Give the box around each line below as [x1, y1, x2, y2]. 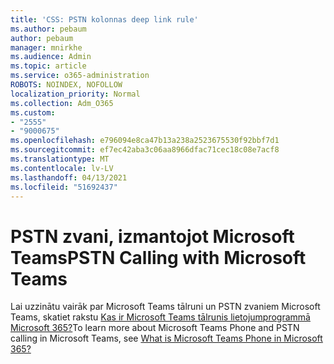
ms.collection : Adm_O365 [10, 98, 114, 108]
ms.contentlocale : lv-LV [10, 163, 114, 173]
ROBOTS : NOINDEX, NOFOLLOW [10, 80, 123, 90]
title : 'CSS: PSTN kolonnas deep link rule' [10, 14, 199, 25]
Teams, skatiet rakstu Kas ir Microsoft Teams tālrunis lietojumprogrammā [10, 311, 311, 323]
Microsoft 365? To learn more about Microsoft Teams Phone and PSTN [10, 322, 300, 334]
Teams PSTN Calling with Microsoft [10, 246, 307, 269]
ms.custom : [10, 107, 56, 118]
